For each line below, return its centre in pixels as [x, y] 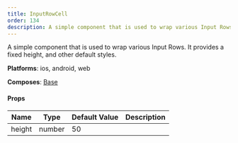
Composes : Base [33, 82]
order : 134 [23, 21]
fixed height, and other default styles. [62, 55]
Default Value [95, 117]
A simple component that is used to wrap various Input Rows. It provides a [116, 47]
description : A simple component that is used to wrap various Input [112, 27]
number [52, 129]
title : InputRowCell [38, 14]
